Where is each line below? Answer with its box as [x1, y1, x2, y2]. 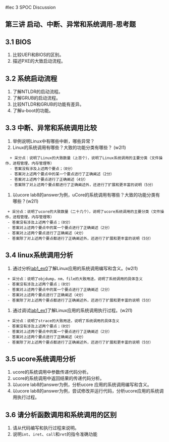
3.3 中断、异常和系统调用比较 [5, 124, 97, 132]
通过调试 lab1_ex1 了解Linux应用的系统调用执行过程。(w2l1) [12, 307, 133, 313]
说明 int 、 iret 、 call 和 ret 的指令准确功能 [12, 431, 98, 437]
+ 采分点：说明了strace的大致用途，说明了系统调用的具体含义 [7, 318, 120, 323]
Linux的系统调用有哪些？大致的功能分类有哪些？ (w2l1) [12, 144, 126, 151]
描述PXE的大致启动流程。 [12, 58, 66, 64]
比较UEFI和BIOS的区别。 [12, 52, 64, 58]
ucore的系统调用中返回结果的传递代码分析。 [12, 375, 104, 381]
